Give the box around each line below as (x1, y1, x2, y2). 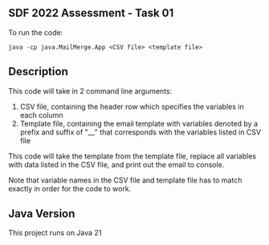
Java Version (8, 207, 75, 221)
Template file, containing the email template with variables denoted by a (19, 118, 259, 128)
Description (8, 65, 68, 78)
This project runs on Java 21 (8, 228, 102, 238)
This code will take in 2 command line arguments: (8, 86, 173, 95)
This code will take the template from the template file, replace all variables (8, 151, 257, 161)
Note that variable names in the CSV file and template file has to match (8, 175, 243, 185)
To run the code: (8, 27, 63, 37)
